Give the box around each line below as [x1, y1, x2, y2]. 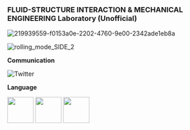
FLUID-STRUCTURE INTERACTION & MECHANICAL [7, 5, 184, 15]
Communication [7, 56, 55, 65]
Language [7, 83, 37, 92]
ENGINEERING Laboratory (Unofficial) [7, 13, 138, 23]
